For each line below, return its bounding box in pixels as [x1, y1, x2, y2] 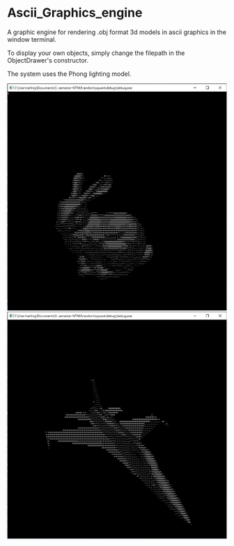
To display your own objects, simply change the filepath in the [7, 49, 185, 57]
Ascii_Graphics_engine [7, 5, 143, 21]
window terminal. [7, 35, 57, 43]
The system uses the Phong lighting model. [7, 70, 132, 78]
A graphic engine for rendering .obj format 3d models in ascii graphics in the [7, 28, 226, 36]
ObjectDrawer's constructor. [7, 56, 89, 64]
